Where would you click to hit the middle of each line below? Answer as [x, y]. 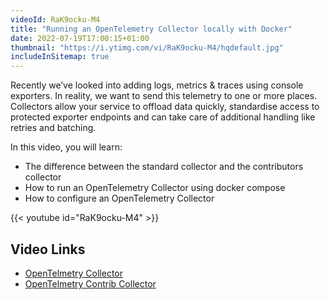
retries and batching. [53, 128]
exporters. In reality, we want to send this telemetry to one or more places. [164, 96]
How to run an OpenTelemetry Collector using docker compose [155, 188]
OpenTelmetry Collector [74, 273]
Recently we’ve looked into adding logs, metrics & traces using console [157, 85]
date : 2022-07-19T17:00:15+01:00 [80, 38]
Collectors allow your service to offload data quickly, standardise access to [165, 107]
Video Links [48, 249]
